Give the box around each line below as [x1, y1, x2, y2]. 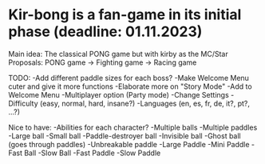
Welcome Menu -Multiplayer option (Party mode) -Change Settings [8, 90, 229, 99]
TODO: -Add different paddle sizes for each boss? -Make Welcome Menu [8, 73, 250, 82]
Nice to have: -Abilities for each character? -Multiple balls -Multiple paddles [8, 122, 258, 132]
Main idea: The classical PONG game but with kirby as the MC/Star [8, 49, 229, 58]
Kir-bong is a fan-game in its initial [8, 6, 242, 24]
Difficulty [8, 98, 38, 108]
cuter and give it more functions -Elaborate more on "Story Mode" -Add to [8, 82, 253, 91]
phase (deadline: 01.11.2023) [8, 22, 203, 41]
